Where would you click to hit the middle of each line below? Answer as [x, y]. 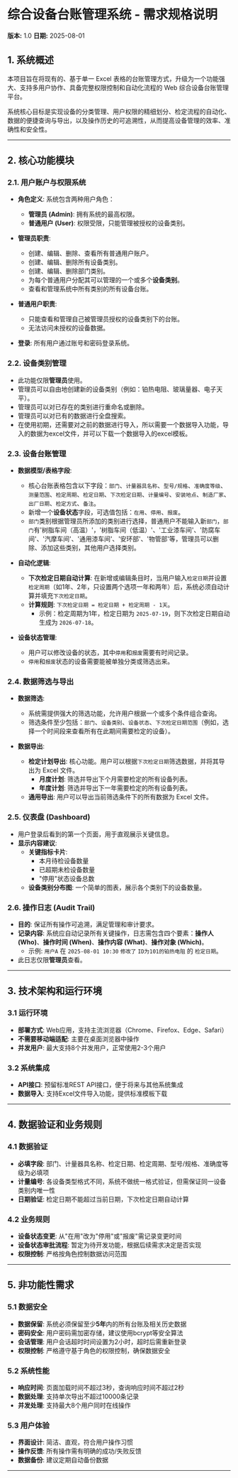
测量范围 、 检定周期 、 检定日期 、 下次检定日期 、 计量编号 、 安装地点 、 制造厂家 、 [129, 495]
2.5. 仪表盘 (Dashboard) [49, 817]
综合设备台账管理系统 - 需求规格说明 [113, 15]
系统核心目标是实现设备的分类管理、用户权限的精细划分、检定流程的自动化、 [119, 112]
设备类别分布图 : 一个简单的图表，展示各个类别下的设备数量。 [117, 887]
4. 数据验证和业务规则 [55, 1124]
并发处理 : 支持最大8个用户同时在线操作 [74, 1405]
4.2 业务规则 [29, 1219]
